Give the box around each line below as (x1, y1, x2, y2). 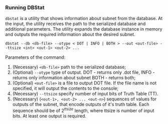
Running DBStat (5, 4, 45, 11)
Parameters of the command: (5, 54, 66, 60)
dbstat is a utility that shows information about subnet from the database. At (5, 16, 163, 22)
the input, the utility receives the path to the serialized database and (5, 21, 146, 27)
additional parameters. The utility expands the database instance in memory (5, 26, 162, 32)
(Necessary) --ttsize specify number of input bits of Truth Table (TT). (12, 91, 158, 97)
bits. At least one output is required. (12, 112, 87, 119)
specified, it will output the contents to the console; (12, 85, 119, 91)
